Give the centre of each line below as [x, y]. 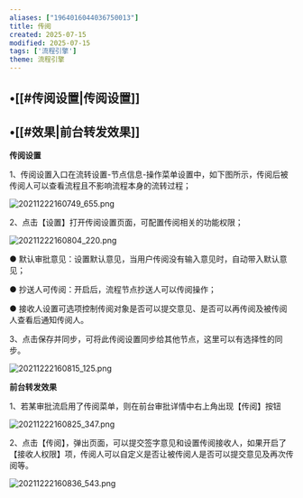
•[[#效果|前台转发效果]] [75, 132]
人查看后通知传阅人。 [49, 320]
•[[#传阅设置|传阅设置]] [75, 99]
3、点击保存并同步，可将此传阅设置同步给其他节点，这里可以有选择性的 [142, 339]
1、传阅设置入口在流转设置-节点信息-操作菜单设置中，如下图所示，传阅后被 [149, 175]
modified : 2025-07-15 [50, 43]
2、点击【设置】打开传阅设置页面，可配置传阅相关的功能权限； [126, 223]
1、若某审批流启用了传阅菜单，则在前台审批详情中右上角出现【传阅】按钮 [145, 406]
